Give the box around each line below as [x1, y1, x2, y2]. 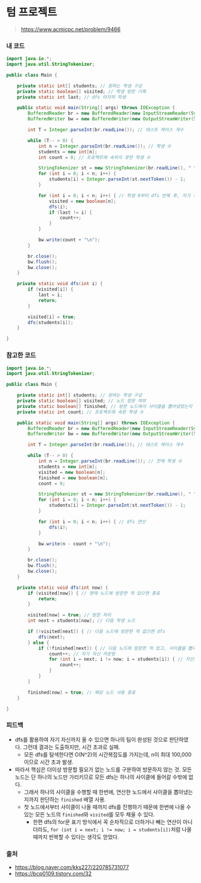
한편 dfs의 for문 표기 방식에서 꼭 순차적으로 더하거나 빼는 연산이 [32, 818, 182, 825]
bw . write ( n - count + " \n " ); [38, 540, 111, 547]
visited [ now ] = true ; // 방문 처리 [28, 612, 112, 618]
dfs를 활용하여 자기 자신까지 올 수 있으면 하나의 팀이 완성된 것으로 [14, 736, 168, 743]
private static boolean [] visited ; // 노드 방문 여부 [17, 398, 147, 404]
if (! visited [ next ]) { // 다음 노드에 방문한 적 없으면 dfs [28, 628, 166, 635]
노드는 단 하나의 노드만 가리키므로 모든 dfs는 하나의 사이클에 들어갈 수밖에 [14, 773, 187, 781]
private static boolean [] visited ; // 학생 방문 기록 [17, 88, 147, 95]
